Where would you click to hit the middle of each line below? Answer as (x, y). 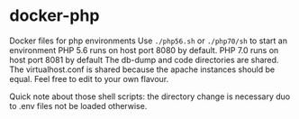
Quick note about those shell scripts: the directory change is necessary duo (150, 96)
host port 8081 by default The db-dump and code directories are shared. (144, 59)
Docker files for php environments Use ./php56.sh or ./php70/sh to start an (149, 41)
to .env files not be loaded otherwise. (78, 105)
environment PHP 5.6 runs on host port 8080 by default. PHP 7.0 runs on (144, 50)
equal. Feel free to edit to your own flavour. (89, 78)
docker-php (54, 16)
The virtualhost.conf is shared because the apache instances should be (142, 69)
